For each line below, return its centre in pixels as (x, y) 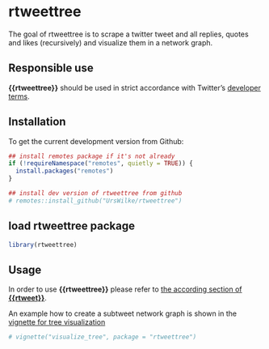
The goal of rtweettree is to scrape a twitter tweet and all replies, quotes (128, 34)
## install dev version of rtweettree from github (95, 194)
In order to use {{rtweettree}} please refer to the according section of (125, 289)
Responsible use (51, 68)
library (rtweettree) (43, 245)
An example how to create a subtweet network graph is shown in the (122, 313)
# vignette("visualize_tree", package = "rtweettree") (103, 337)
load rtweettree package (72, 226)
